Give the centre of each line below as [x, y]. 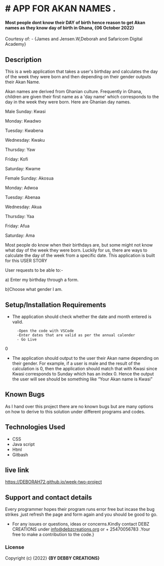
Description [23, 60]
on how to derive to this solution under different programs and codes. [75, 411]
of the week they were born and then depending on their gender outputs [78, 77]
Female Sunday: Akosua [29, 178]
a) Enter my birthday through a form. [42, 280]
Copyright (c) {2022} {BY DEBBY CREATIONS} [52, 558]
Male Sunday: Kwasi [25, 112]
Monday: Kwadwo [23, 121]
